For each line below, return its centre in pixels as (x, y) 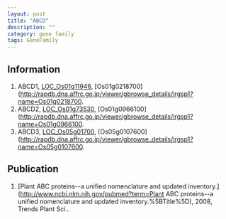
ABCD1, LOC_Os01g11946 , (55, 86)
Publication (33, 169)
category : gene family (41, 34)
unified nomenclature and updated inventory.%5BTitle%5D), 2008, (115, 201)
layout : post (27, 14)
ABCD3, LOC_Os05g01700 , (57, 132)
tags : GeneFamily (33, 41)
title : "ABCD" (28, 21)
